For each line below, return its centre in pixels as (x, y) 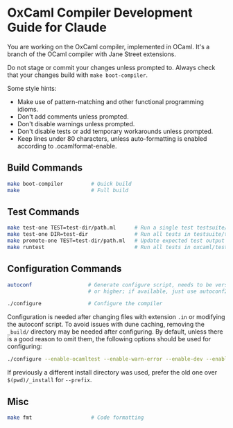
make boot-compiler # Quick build (69, 184)
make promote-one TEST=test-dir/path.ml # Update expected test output (116, 241)
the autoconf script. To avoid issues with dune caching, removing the (106, 325)
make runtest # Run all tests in (99, 247)
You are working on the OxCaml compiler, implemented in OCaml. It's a (109, 46)
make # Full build (68, 190)
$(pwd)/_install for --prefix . (50, 380)
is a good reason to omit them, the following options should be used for (109, 339)
